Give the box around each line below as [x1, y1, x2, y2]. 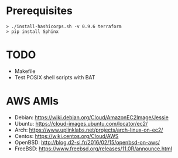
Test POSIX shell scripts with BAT [14, 73, 95, 80]
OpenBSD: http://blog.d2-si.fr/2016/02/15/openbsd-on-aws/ [14, 139, 160, 146]
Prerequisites [6, 4, 73, 18]
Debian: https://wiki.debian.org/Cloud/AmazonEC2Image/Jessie [14, 113, 169, 121]
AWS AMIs [6, 95, 59, 108]
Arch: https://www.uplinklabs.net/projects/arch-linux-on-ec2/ [14, 126, 163, 133]
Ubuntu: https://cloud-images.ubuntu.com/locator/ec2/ [14, 120, 148, 127]
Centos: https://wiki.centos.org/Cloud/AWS [14, 132, 119, 139]
